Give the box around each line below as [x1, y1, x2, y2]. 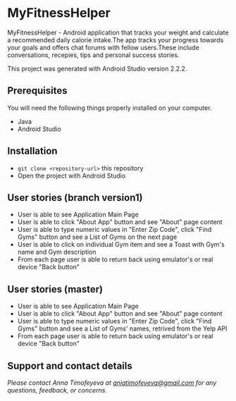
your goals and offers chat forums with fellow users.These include [7, 43, 199, 51]
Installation [7, 145, 58, 157]
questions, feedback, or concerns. [7, 386, 108, 394]
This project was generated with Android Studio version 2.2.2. [7, 64, 187, 73]
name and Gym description [17, 248, 97, 257]
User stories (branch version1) [7, 192, 143, 204]
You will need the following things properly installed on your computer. [7, 104, 212, 112]
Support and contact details [7, 359, 132, 371]
